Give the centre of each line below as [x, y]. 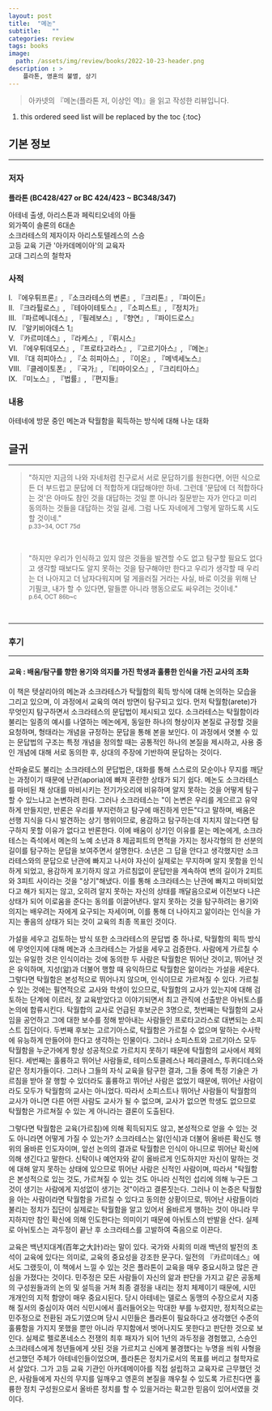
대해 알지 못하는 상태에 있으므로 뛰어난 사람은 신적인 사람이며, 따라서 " [127, 1169]
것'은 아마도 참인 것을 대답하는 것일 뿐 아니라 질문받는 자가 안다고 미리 [147, 498]
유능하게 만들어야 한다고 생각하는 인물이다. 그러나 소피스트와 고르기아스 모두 [137, 1040]
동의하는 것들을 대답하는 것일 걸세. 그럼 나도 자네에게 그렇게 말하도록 [136, 508]
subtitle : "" [34, 31]
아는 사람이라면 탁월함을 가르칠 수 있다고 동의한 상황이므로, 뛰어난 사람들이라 [138, 1199]
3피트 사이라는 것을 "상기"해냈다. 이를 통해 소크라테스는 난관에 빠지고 [126, 881]
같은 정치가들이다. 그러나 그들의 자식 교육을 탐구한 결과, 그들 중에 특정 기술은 [129, 1070]
